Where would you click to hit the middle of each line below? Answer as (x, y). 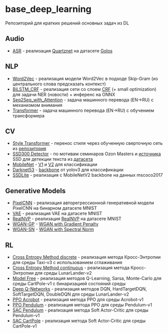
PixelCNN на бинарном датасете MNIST (55, 208)
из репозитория (29, 149)
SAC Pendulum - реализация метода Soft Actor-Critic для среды (80, 310)
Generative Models (35, 191)
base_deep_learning (48, 9)
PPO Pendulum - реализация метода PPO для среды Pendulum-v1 (82, 305)
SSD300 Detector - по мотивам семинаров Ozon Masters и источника (86, 154)
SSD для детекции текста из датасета (53, 159)
